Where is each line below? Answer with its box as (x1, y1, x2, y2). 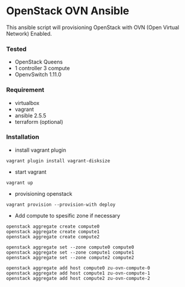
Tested (6, 44, 27, 53)
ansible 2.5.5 (14, 111, 46, 119)
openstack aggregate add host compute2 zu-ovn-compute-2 (6, 275, 150, 281)
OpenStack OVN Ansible (6, 4, 130, 18)
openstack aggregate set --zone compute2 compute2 (6, 254, 134, 260)
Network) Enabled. (6, 30, 52, 37)
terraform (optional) (14, 118, 64, 125)
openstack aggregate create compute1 (6, 228, 100, 235)
